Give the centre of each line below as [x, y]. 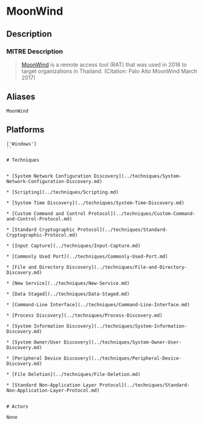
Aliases [21, 97]
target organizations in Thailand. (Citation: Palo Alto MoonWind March [109, 71]
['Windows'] [21, 144]
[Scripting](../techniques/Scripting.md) [65, 192]
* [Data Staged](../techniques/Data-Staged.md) [68, 294]
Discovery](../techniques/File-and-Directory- [127, 267]
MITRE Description [35, 51]
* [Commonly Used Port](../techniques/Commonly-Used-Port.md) [87, 256]
